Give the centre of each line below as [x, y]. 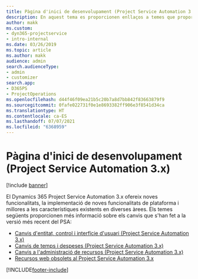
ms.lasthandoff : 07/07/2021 [41, 122]
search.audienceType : [33, 66]
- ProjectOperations [32, 94]
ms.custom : [19, 28]
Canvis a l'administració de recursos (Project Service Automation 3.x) [99, 252]
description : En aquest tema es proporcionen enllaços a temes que [91, 17]
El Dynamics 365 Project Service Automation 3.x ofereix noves [82, 196]
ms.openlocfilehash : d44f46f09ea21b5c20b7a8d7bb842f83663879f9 [85, 99]
